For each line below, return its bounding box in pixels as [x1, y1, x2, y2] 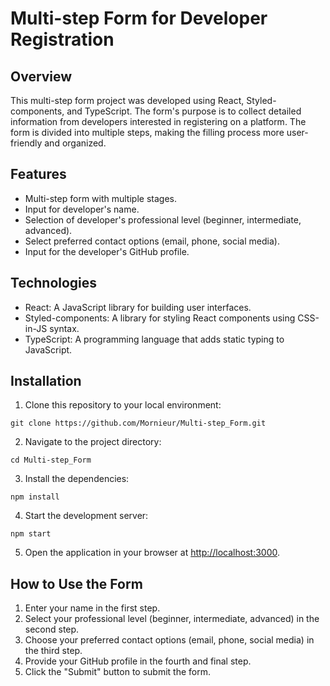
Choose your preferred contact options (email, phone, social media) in [24, 634, 315, 646]
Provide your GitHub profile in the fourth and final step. [24, 655, 252, 667]
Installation [10, 373, 82, 390]
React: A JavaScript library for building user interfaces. [24, 301, 252, 313]
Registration [10, 28, 115, 51]
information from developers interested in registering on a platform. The [10, 116, 307, 127]
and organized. [44, 137, 107, 149]
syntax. [49, 322, 80, 334]
